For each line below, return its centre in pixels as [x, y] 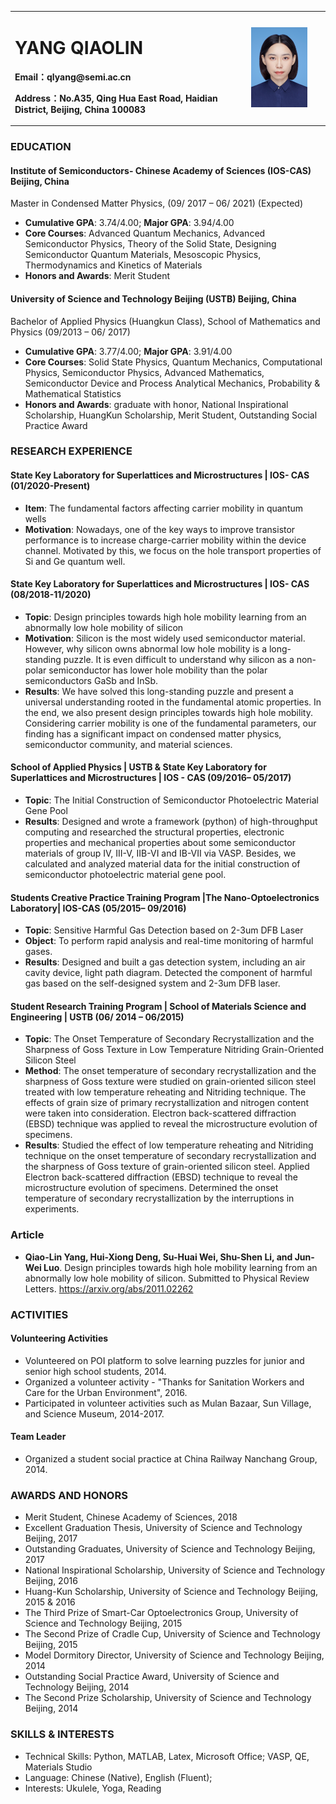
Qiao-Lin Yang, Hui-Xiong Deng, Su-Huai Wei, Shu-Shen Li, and [158, 1257]
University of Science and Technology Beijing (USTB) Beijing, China [153, 298]
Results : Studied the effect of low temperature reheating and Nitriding [169, 1145]
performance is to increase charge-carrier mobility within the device [165, 540]
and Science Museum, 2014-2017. [94, 1413]
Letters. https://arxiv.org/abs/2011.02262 [109, 1288]
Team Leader [38, 1437]
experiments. [52, 1209]
